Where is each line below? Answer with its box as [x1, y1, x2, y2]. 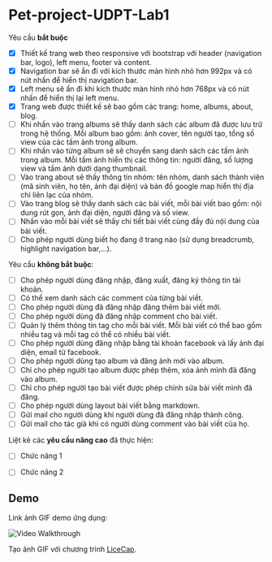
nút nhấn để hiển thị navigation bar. [19, 76, 139, 85]
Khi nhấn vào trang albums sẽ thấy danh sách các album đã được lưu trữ [19, 119, 263, 129]
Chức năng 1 [19, 451, 63, 460]
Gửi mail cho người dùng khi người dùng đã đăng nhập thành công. [19, 410, 244, 420]
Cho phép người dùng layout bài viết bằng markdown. [19, 400, 201, 411]
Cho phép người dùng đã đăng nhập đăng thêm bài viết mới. [19, 302, 222, 312]
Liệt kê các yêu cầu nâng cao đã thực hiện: [8, 435, 154, 445]
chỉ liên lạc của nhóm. [19, 190, 94, 200]
